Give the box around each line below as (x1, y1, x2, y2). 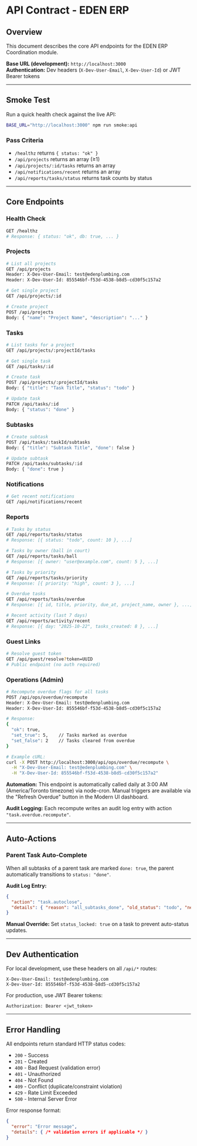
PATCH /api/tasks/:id (6, 401, 59, 407)
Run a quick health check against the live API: (6, 111, 116, 118)
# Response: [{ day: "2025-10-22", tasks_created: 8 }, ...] (6, 623, 159, 629)
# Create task (6, 374, 41, 380)
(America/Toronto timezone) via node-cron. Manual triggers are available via (6, 787, 191, 794)
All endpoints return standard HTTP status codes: (6, 1040, 126, 1047)
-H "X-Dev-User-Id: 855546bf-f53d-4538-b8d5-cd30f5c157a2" (11, 770, 159, 776)
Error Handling (6, 1024, 60, 1035)
